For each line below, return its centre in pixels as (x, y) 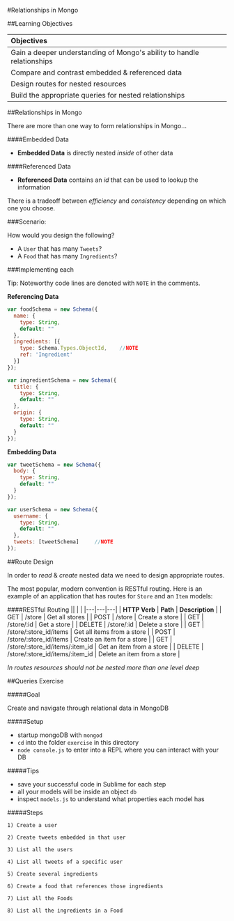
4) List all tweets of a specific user (65, 862)
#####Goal (24, 694)
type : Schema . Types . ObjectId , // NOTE (79, 348)
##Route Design (30, 562)
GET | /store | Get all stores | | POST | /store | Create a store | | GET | (106, 617)
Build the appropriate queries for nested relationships (98, 95)
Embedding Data (32, 451)
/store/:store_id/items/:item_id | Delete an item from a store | (94, 653)
